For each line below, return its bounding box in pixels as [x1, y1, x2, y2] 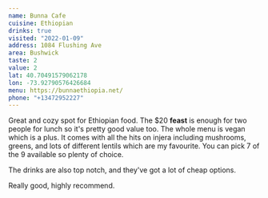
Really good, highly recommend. [8, 181, 115, 191]
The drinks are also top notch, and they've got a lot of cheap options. [8, 165, 236, 175]
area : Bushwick [8, 49, 59, 57]
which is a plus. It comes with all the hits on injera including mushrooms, [8, 133, 246, 143]
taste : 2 [8, 57, 38, 65]
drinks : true [8, 26, 52, 34]
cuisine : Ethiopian [8, 19, 74, 27]
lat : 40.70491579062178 [8, 71, 88, 79]
